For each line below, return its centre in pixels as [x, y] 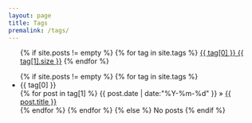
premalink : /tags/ [39, 30]
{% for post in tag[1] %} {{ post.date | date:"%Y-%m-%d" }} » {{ [125, 94]
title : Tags [28, 23]
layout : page [30, 15]
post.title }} [38, 102]
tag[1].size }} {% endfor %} [64, 61]
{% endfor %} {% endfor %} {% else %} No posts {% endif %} [122, 110]
